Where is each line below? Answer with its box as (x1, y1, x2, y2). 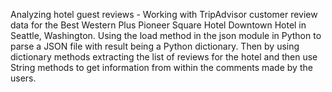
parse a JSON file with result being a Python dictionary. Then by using (10, 40, 300, 52)
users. (10, 72, 37, 84)
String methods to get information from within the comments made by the (10, 62, 313, 73)
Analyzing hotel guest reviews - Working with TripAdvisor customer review (10, 9, 318, 20)
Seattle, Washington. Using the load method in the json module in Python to (10, 30, 322, 41)
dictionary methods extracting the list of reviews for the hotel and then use (10, 51, 318, 63)
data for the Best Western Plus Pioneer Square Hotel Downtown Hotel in (10, 19, 307, 31)
